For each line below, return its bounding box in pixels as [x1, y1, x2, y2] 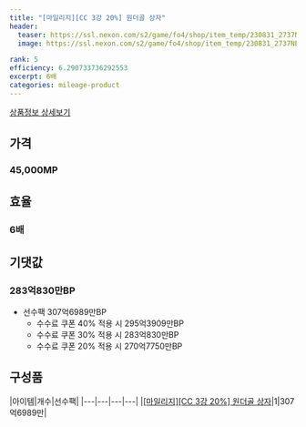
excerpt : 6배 [9, 72, 57, 82]
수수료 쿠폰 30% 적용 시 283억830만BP [36, 330, 179, 341]
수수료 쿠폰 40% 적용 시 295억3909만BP [36, 318, 185, 329]
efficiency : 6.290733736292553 [9, 64, 128, 73]
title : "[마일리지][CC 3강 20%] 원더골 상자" [9, 13, 167, 23]
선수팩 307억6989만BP [22, 307, 107, 318]
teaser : [17, 30, 47, 39]
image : [17, 38, 43, 48]
